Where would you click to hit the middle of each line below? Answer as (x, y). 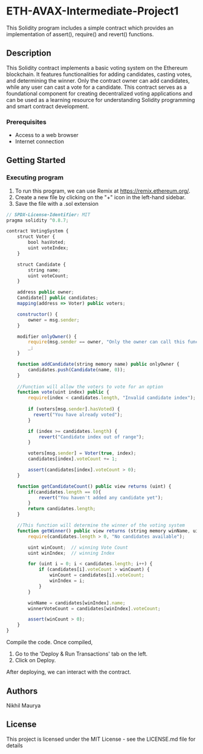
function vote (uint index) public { (63, 392)
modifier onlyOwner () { (47, 336)
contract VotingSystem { (37, 231)
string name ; (44, 270)
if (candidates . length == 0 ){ (65, 492)
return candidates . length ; (62, 509)
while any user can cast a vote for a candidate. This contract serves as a (97, 87)
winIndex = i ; (67, 581)
